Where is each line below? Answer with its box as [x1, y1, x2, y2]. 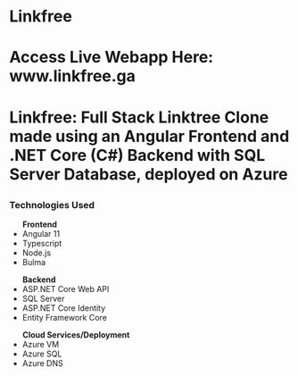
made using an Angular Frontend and [9, 126, 290, 146]
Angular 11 [21, 228, 61, 238]
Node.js [21, 247, 52, 258]
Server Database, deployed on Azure [9, 163, 288, 184]
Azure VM [21, 338, 60, 349]
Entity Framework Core [21, 312, 107, 322]
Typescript [21, 238, 62, 248]
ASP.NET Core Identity [21, 302, 106, 313]
